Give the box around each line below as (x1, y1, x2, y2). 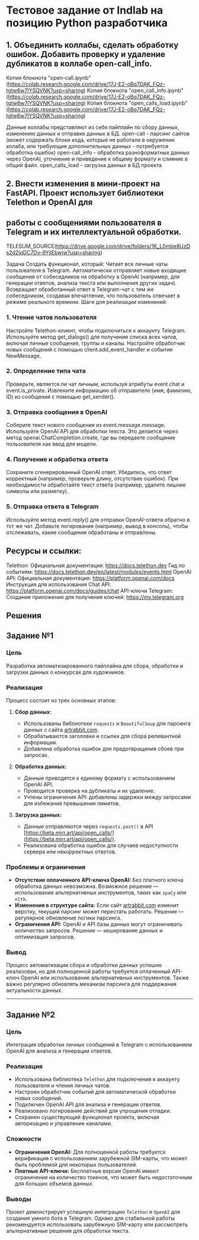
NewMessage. (6, 352, 41, 359)
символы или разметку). (6, 488, 69, 495)
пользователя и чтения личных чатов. (14, 1082, 111, 1089)
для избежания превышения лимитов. (23, 799, 120, 806)
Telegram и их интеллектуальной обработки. (6, 227, 182, 237)
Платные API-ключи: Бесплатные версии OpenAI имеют (14, 1167, 159, 1175)
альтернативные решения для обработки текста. (6, 1228, 130, 1235)
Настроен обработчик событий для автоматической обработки (14, 1088, 176, 1095)
